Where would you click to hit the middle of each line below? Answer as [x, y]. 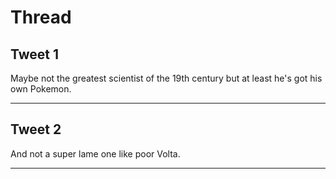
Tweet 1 [35, 54]
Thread [41, 17]
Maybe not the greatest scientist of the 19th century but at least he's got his [166, 78]
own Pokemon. [41, 89]
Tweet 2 [36, 129]
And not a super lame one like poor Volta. [95, 153]
